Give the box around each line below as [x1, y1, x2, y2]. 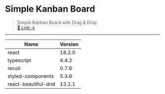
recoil [7, 65, 21, 72]
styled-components [7, 73, 54, 79]
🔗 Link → [17, 24, 35, 30]
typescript [7, 57, 31, 64]
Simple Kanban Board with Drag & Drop [17, 19, 97, 25]
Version [59, 40, 79, 47]
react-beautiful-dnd [7, 80, 55, 87]
